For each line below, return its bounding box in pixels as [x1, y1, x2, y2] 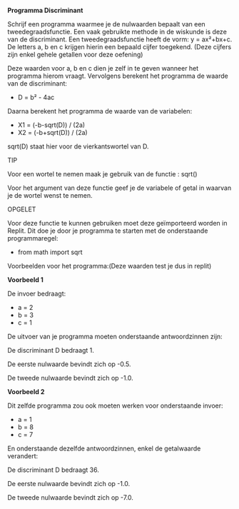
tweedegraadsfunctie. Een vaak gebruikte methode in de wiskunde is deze [7, 28, 227, 36]
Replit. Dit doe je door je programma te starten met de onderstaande [7, 226, 208, 235]
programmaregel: [7, 234, 59, 242]
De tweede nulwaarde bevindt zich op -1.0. [7, 374, 133, 382]
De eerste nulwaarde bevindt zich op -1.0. [7, 480, 131, 488]
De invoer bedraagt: [7, 289, 66, 298]
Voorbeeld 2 [7, 388, 45, 395]
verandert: [7, 452, 38, 460]
